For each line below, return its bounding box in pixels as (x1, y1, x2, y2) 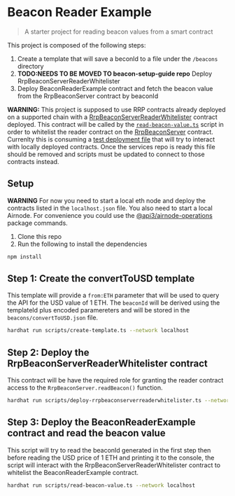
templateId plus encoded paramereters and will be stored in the (7, 306, 190, 315)
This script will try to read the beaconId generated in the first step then (7, 446, 211, 454)
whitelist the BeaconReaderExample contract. (7, 468, 138, 476)
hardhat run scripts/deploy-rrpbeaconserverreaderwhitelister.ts (7, 397, 201, 404)
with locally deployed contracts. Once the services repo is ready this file (7, 142, 215, 151)
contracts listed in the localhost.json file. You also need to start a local (7, 204, 213, 212)
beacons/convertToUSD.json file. (7, 313, 99, 322)
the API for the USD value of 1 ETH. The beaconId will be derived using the (7, 298, 220, 307)
